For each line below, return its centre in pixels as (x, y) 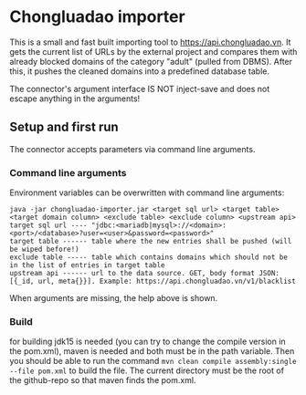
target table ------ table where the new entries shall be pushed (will (151, 242)
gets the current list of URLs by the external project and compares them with (153, 51)
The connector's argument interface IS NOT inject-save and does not (140, 88)
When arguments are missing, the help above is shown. (114, 298)
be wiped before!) (44, 249)
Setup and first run (64, 127)
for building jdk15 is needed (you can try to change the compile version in (148, 342)
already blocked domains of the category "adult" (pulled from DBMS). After (151, 61)
